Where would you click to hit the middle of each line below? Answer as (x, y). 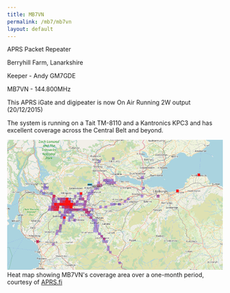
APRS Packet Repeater (39, 49)
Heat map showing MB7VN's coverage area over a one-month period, (105, 274)
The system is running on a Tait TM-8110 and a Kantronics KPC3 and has (110, 123)
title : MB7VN (26, 14)
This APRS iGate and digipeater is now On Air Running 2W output (99, 102)
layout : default (30, 29)
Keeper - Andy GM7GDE (41, 76)
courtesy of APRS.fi (35, 282)
